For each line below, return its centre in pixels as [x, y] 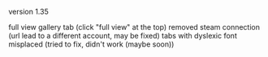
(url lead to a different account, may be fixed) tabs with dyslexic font [123, 36]
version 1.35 [28, 12]
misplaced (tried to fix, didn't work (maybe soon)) [91, 44]
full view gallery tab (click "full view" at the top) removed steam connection [134, 27]
